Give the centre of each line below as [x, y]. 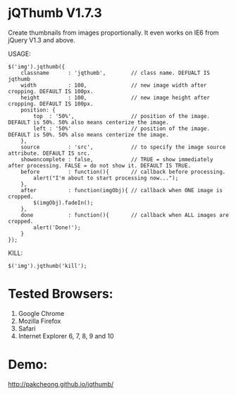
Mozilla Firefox [39, 321]
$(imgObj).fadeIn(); [63, 203]
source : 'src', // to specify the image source [123, 147]
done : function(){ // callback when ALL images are [125, 215]
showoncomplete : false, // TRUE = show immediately [117, 159]
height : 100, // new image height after [116, 98]
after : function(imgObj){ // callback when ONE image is [122, 190]
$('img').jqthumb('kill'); [48, 266]
